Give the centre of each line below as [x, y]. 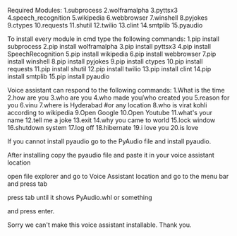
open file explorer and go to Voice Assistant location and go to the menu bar [118, 176]
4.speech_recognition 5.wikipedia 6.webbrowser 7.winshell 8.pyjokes [108, 18]
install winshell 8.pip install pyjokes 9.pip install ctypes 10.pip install [105, 61]
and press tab [28, 184]
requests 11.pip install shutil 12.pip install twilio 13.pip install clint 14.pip [109, 69]
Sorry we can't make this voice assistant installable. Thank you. [99, 225]
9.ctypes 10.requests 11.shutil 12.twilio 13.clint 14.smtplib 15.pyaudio [105, 25]
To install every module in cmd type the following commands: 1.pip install [114, 39]
